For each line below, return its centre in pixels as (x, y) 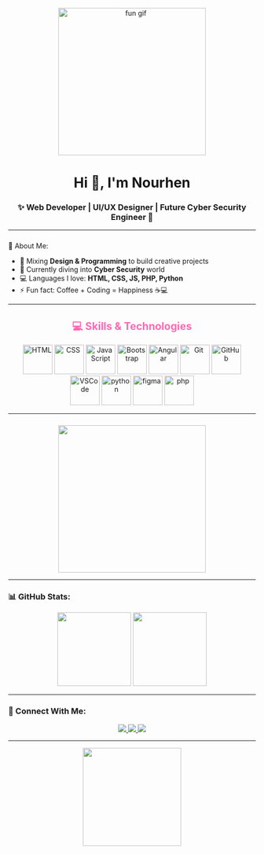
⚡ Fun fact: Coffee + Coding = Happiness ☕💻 (93, 290)
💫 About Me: (28, 246)
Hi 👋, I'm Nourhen (132, 183)
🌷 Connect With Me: (47, 711)
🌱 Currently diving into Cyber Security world (92, 269)
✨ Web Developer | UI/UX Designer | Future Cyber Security (132, 207)
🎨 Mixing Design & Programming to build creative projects (114, 261)
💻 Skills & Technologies (132, 326)
